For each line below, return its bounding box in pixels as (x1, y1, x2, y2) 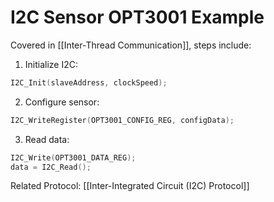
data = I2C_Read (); (10, 162, 92, 172)
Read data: (24, 133, 70, 145)
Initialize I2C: (24, 58, 79, 70)
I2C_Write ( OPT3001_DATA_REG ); (10, 152, 137, 163)
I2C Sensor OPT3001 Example (10, 6, 265, 29)
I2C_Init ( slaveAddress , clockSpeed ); (10, 77, 168, 88)
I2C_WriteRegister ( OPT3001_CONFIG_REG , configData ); (10, 115, 235, 125)
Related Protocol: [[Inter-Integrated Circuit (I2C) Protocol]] (10, 180, 250, 192)
